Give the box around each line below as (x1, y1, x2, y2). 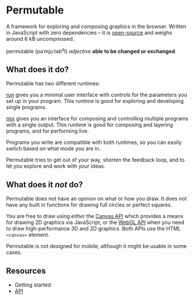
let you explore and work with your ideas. (6, 163, 106, 170)
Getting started (14, 281, 51, 288)
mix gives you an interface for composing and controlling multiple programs (6, 115, 189, 122)
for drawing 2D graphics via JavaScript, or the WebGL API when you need (6, 219, 185, 226)
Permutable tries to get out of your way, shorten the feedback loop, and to (6, 156, 185, 164)
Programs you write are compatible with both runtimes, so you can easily (6, 139, 182, 146)
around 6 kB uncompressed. (6, 35, 75, 42)
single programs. (6, 104, 47, 111)
